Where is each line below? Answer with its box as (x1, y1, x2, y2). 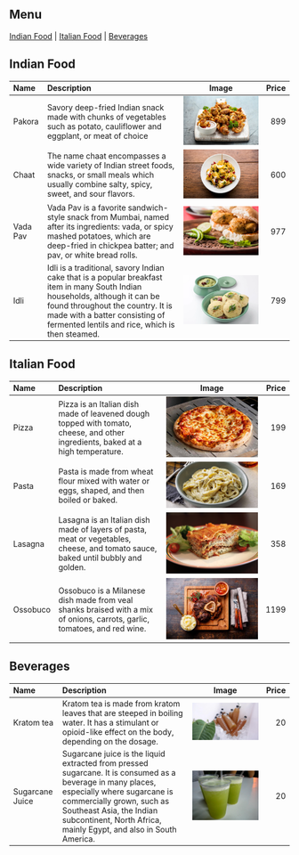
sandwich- (127, 202, 169, 213)
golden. (58, 562, 86, 573)
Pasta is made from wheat (58, 467, 154, 477)
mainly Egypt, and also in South (61, 824, 177, 835)
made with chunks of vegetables (47, 111, 166, 122)
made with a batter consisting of (47, 309, 166, 320)
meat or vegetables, (58, 533, 132, 544)
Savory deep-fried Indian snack (47, 102, 165, 112)
